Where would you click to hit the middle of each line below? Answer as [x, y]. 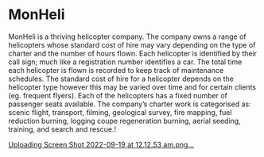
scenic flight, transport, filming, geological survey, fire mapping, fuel [120, 112]
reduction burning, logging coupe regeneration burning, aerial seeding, [124, 121]
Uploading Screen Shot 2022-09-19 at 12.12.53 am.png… [101, 144]
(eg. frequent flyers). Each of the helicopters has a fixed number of [118, 95]
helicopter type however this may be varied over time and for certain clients [132, 87]
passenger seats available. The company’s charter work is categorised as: [130, 104]
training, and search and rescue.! [62, 129]
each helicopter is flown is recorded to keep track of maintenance [116, 70]
